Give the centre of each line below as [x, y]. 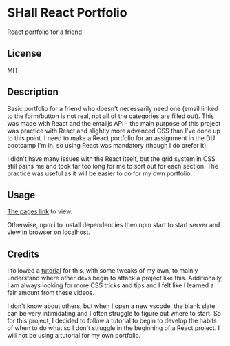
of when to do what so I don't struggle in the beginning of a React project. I [114, 328]
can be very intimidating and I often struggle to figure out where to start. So [114, 314]
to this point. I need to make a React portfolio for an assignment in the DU [111, 138]
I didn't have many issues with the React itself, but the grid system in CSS [111, 158]
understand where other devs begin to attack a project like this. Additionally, [115, 278]
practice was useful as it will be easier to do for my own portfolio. [100, 173]
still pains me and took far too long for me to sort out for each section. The [113, 166]
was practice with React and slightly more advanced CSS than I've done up [114, 131]
